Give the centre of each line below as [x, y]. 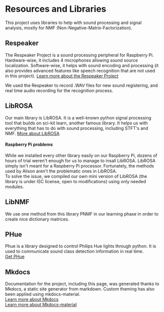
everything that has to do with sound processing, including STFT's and [77, 128]
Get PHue [15, 257]
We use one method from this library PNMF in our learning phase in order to [82, 214]
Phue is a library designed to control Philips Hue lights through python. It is [81, 246]
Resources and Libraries [56, 9]
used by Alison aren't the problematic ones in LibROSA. [61, 171]
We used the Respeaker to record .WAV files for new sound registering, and [82, 85]
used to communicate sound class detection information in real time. [74, 251]
